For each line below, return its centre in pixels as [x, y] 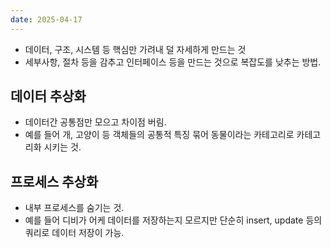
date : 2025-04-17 [46, 19]
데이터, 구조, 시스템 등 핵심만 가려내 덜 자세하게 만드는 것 [135, 49]
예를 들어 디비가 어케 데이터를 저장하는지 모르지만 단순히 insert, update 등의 [173, 220]
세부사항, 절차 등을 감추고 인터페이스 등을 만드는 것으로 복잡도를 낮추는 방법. [173, 62]
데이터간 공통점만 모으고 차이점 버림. [95, 122]
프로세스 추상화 [54, 181]
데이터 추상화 [48, 96]
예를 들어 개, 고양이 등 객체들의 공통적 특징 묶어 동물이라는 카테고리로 [159, 135]
